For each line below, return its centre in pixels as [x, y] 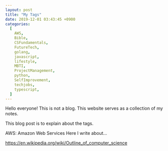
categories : [18, 24]
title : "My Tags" [23, 15]
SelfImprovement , [33, 80]
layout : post [19, 10]
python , [22, 75]
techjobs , [25, 85]
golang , [22, 52]
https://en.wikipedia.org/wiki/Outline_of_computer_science [66, 143]
